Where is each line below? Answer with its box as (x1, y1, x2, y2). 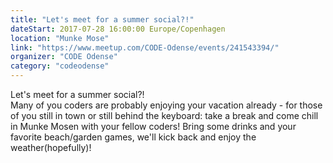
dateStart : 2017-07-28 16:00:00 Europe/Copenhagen (10, 24, 226, 34)
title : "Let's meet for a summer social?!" (10, 14, 195, 25)
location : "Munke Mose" (10, 33, 110, 43)
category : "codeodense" (10, 61, 110, 71)
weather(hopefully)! (10, 142, 92, 153)
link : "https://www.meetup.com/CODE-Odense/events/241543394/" (10, 42, 280, 53)
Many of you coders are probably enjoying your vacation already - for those (10, 99, 323, 111)
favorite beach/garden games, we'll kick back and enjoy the (10, 131, 257, 143)
